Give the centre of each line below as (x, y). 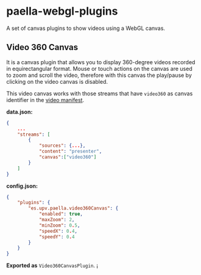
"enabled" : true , (61, 214)
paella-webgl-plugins (62, 11)
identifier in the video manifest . (45, 100)
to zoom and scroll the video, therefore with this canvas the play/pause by (99, 75)
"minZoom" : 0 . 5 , (59, 225)
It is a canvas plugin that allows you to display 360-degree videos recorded (101, 62)
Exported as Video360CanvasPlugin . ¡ (52, 266)
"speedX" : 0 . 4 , (58, 231)
